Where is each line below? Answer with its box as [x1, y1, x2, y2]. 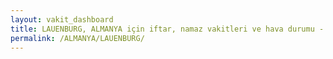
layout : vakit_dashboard [10, 14, 114, 25]
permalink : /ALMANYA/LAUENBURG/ [10, 33, 145, 43]
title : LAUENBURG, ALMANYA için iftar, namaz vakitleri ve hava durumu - [10, 24, 325, 34]
